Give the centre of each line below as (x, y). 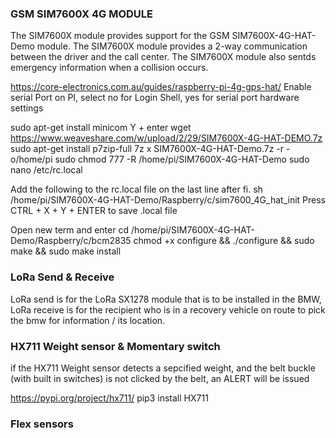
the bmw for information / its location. (88, 320)
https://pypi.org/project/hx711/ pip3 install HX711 (109, 398)
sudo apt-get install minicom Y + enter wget (101, 128)
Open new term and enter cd (69, 230)
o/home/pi (31, 159)
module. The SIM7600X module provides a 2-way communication (172, 46)
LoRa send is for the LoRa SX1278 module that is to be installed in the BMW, (166, 299)
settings (27, 108)
